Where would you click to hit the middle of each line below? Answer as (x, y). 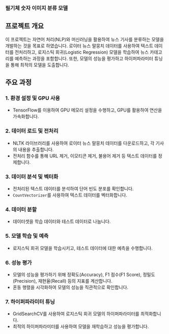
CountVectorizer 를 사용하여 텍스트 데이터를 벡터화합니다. (70, 195)
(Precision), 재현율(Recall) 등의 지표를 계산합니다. (63, 281)
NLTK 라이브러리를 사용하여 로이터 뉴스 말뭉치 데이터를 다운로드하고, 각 (83, 143)
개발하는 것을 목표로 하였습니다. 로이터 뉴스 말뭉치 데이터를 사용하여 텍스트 (79, 46)
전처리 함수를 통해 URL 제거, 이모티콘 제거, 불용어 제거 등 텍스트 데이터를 (85, 156)
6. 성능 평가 (19, 262)
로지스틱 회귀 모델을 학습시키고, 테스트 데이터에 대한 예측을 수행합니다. (82, 248)
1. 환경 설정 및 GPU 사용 (33, 98)
